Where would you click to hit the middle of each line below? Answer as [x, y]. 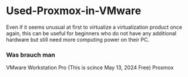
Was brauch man [31, 55]
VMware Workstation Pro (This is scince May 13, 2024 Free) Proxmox [90, 68]
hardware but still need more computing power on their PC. [78, 39]
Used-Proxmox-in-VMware [74, 11]
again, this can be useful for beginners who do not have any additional [91, 33]
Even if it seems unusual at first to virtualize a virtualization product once [94, 27]
